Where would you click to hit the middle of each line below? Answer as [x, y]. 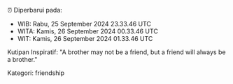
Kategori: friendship [36, 73]
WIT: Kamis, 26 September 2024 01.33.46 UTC [85, 39]
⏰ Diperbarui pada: [35, 10]
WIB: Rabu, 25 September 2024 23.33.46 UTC [84, 24]
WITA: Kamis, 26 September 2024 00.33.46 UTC [88, 31]
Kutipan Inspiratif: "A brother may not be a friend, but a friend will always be [116, 52]
